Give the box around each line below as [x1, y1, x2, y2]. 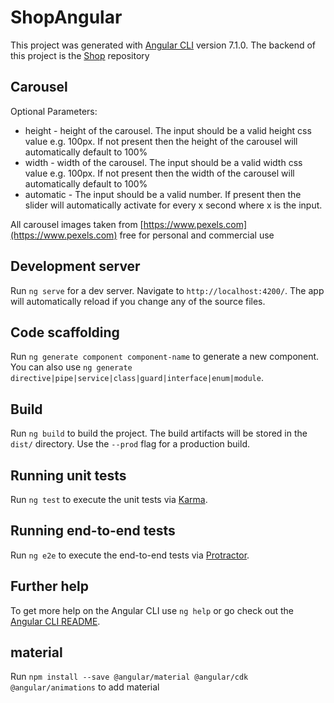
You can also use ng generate [10, 361, 133, 373]
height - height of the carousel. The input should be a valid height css [24, 124, 312, 136]
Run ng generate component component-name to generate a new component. [10, 351, 320, 363]
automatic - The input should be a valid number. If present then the [24, 188, 302, 200]
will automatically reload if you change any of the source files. [10, 295, 266, 307]
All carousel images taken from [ [10, 218, 144, 230]
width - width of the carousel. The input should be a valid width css [24, 156, 303, 168]
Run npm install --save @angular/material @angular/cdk [10, 671, 249, 683]
